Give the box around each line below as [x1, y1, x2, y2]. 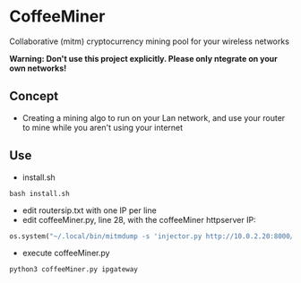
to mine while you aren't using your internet [21, 122, 184, 133]
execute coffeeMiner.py [21, 248, 110, 259]
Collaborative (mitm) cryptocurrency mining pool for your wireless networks [9, 36, 289, 47]
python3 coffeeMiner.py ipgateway [9, 265, 139, 274]
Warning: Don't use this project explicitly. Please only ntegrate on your [9, 53, 278, 64]
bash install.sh [9, 189, 70, 198]
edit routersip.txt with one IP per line [21, 204, 157, 216]
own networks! [9, 63, 67, 73]
